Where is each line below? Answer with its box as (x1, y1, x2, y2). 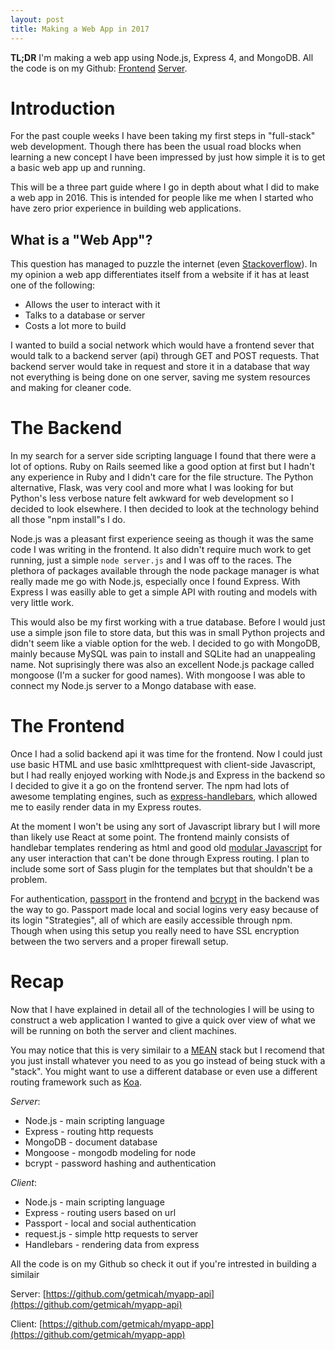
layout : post (10, 14, 65, 25)
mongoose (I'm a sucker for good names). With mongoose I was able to (10, 669, 306, 681)
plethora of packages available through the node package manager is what (10, 565, 320, 577)
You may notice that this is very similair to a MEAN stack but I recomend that (10, 1044, 325, 1056)
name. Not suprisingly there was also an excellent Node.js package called (10, 659, 315, 671)
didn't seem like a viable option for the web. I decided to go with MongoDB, (10, 637, 321, 650)
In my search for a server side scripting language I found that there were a (10, 450, 317, 462)
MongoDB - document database (24, 1136, 158, 1148)
